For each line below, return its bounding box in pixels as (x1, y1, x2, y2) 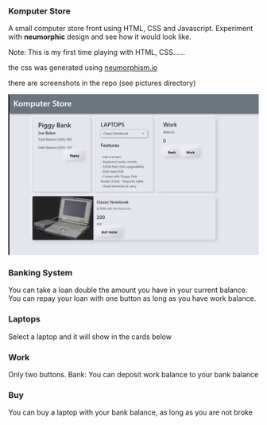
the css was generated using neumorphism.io (8, 63, 158, 72)
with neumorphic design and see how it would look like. (8, 32, 192, 41)
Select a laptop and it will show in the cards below (8, 332, 172, 341)
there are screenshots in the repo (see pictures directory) (8, 78, 196, 88)
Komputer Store (8, 6, 72, 17)
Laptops (8, 314, 41, 325)
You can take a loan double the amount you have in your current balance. (8, 285, 248, 295)
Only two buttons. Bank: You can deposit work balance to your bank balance (8, 370, 259, 380)
